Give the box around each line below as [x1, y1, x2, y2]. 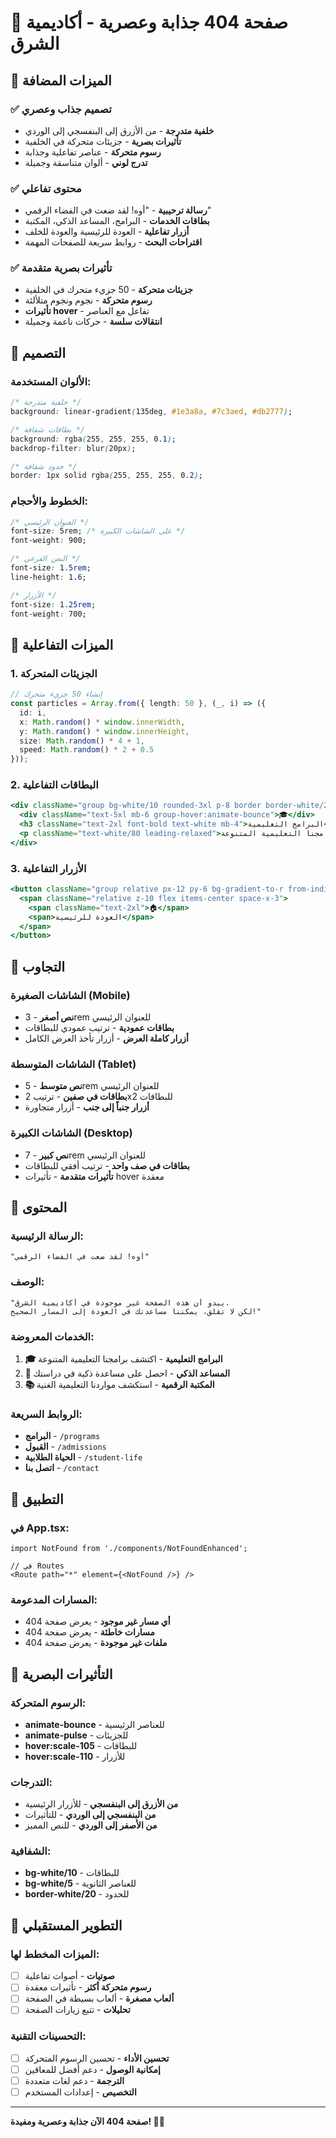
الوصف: [10, 1275, 45, 1289]
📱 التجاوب [10, 958, 66, 975]
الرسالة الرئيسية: [10, 1229, 84, 1243]
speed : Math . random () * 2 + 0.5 [19, 745, 155, 755]
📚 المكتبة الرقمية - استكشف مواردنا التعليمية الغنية [24, 1378, 215, 1390]
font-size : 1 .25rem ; [10, 599, 97, 610]
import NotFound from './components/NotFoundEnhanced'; [10, 1543, 248, 1553]
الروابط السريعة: [10, 1407, 83, 1421]
